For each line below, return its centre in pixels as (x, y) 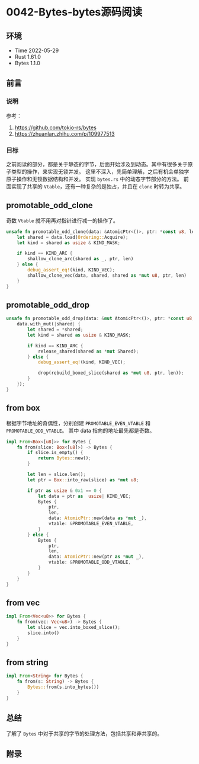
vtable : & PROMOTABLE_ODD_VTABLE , (90, 562)
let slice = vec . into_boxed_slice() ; (74, 628)
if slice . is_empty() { (55, 453)
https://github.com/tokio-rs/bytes (55, 127)
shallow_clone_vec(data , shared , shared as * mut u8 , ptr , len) (107, 275)
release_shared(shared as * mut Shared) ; (88, 351)
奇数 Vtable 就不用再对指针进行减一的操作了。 (62, 220)
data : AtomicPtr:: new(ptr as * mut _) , (96, 557)
